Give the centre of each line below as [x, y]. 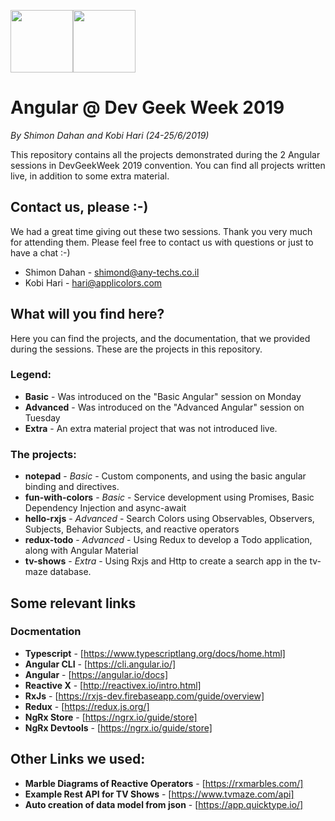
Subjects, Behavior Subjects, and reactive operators [132, 529]
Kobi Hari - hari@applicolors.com [93, 282]
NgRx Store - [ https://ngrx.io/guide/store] [111, 717]
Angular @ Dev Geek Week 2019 [147, 107]
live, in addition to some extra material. [90, 176]
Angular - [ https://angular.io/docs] [96, 674]
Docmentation [46, 632]
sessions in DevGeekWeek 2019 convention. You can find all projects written [168, 165]
